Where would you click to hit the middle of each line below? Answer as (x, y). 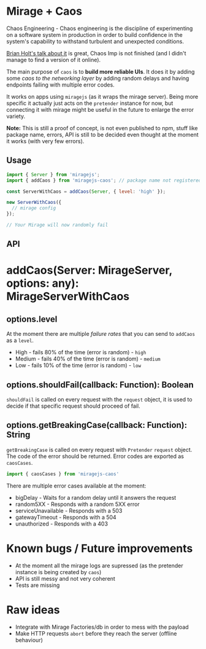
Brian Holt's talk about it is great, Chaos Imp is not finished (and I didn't (96, 53)
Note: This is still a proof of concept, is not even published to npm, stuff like (102, 128)
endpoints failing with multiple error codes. (60, 85)
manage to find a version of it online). (54, 60)
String (18, 435)
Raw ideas (33, 610)
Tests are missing (37, 585)
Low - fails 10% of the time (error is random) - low (78, 365)
